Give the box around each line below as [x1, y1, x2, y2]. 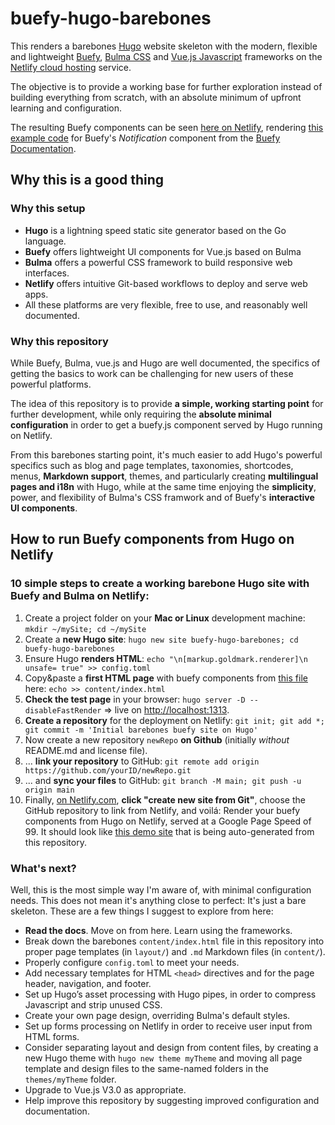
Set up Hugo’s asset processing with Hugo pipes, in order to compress [24, 988, 317, 1000]
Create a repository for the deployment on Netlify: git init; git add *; [24, 714, 325, 726]
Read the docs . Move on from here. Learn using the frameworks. [24, 924, 293, 936]
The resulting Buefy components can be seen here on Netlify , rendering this [10, 121, 324, 133]
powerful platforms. [10, 378, 92, 390]
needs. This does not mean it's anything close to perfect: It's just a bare [10, 894, 307, 906]
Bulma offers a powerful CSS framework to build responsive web [24, 256, 293, 268]
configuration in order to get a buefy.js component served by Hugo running [10, 418, 323, 431]
